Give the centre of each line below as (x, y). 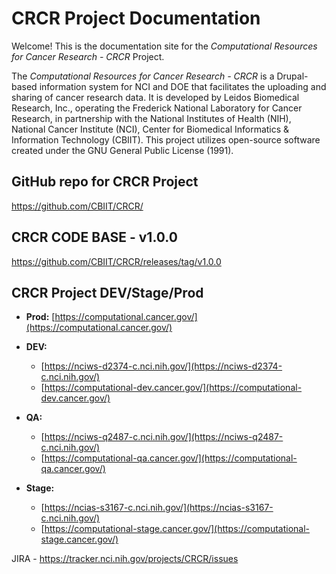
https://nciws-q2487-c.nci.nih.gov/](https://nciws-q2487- (164, 437)
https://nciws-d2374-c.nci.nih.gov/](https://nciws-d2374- (163, 366)
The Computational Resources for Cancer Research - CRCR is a (143, 76)
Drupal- (292, 76)
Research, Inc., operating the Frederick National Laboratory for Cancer (157, 108)
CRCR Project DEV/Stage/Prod (107, 292)
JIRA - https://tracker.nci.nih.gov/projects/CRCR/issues (125, 559)
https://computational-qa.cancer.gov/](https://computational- (171, 458)
